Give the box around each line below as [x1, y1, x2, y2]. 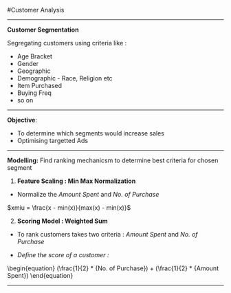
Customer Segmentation [7, 25, 79, 34]
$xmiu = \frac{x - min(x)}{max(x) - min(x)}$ [7, 204, 131, 212]
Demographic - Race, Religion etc [16, 74, 113, 82]
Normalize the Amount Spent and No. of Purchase [16, 191, 159, 198]
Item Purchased [16, 82, 63, 89]
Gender [16, 60, 39, 67]
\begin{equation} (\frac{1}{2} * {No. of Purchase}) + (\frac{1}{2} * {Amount [7, 264, 219, 272]
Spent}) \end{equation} [7, 272, 74, 279]
